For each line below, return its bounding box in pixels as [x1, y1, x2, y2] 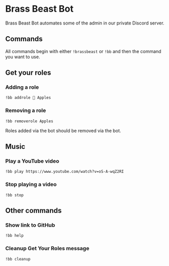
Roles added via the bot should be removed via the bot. [5, 127, 121, 134]
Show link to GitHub [5, 222, 55, 229]
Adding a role [5, 84, 39, 91]
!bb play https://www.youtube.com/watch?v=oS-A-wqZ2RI [5, 169, 124, 174]
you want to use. [5, 54, 40, 60]
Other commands [5, 206, 62, 215]
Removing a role [5, 107, 46, 114]
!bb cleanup [5, 256, 31, 261]
